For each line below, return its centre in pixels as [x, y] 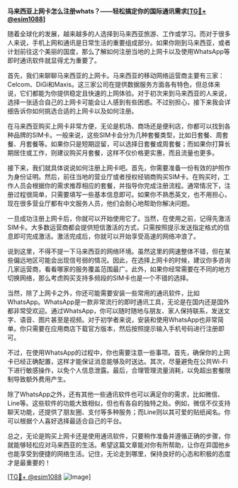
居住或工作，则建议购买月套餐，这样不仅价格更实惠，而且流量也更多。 [115, 153]
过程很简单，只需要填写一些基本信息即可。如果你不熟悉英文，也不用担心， [122, 194]
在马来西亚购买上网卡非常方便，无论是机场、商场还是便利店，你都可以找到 [116, 126]
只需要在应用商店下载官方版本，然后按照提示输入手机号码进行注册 [122, 329]
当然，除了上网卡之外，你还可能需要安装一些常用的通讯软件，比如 [103, 293]
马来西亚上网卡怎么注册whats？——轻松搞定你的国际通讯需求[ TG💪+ [107, 11]
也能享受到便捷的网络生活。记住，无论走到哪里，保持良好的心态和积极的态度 [119, 454]
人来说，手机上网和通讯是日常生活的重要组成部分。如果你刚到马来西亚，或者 [119, 43]
